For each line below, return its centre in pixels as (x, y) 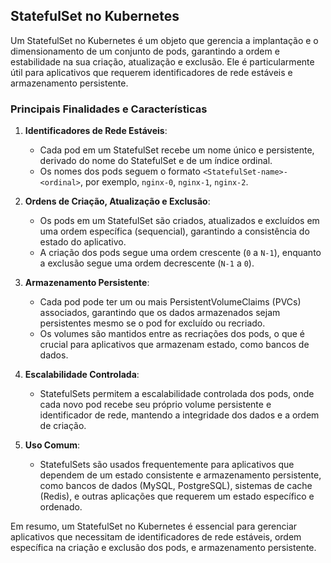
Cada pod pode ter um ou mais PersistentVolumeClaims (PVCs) (170, 302)
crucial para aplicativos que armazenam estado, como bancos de (174, 345)
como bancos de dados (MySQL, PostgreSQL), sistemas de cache (176, 486)
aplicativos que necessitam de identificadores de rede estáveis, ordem (156, 537)
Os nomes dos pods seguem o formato (120, 171)
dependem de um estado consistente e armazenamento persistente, (180, 475)
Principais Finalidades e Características (109, 109)
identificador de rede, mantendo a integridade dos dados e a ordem (179, 415)
